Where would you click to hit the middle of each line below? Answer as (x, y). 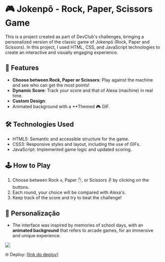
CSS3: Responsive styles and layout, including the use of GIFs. (76, 144)
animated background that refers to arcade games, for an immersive (83, 230)
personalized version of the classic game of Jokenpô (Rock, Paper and (77, 42)
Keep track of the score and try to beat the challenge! (67, 198)
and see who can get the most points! (51, 85)
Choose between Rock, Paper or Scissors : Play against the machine (82, 80)
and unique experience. (36, 236)
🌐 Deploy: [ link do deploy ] (32, 255)
